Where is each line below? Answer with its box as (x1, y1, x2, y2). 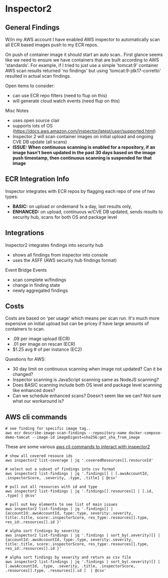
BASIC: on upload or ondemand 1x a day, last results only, (12, 203, 132, 209)
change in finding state (12, 282, 60, 288)
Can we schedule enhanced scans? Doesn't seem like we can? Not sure (12, 393, 161, 399)
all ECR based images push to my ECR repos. (5, 42, 99, 48)
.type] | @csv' (5, 493, 37, 498)
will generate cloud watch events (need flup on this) (12, 98, 120, 104)
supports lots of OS (12, 123, 53, 129)
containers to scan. (5, 326, 45, 332)
